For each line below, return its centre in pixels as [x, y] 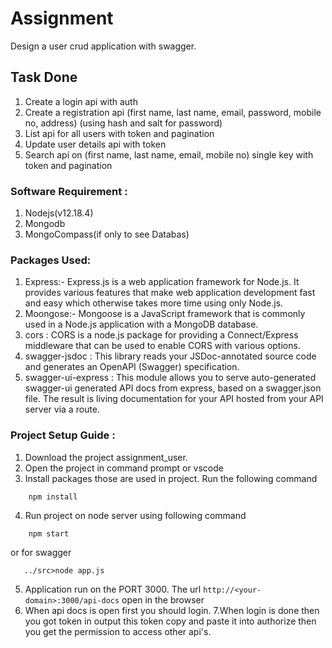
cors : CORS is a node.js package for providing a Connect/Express [161, 335]
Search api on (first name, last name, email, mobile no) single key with [169, 154]
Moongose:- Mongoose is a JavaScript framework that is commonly [165, 314]
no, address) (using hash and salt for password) [123, 123]
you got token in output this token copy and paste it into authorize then [170, 621]
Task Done [44, 77]
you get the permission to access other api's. [118, 631]
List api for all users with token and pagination [119, 133]
